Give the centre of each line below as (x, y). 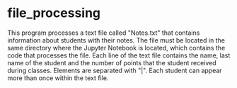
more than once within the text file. (58, 78)
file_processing (54, 13)
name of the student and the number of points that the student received (112, 62)
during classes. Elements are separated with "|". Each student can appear (115, 70)
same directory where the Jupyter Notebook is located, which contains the (116, 48)
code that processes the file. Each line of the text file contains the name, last (119, 55)
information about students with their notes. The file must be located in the (116, 40)
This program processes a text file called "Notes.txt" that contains (104, 33)
